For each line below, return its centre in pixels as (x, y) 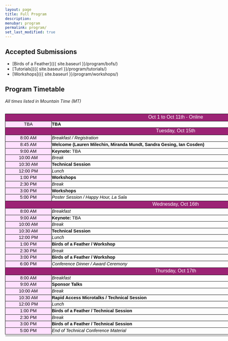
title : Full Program (26, 14)
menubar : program (23, 23)
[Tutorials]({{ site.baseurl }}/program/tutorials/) (59, 69)
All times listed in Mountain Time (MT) (43, 101)
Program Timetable (35, 89)
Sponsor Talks (67, 284)
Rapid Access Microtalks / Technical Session (99, 297)
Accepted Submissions (41, 52)
